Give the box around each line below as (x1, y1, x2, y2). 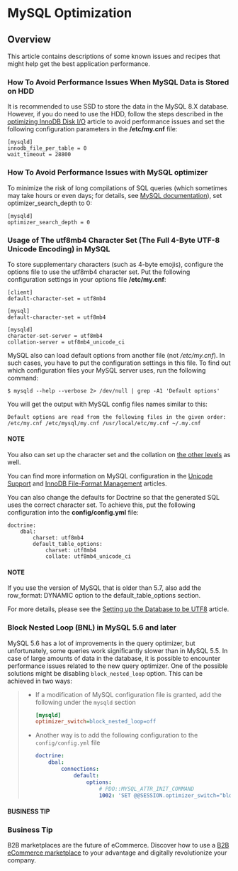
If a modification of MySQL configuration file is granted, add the (35, 690, 222, 699)
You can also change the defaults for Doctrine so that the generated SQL (7, 493, 220, 502)
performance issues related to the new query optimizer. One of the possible (7, 662, 228, 670)
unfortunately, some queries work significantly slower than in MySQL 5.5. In (7, 646, 228, 654)
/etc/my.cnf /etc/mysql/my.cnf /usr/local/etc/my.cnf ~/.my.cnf (7, 420, 201, 427)
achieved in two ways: (7, 676, 73, 685)
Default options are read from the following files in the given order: (7, 413, 227, 420)
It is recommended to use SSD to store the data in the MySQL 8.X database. (7, 102, 229, 111)
